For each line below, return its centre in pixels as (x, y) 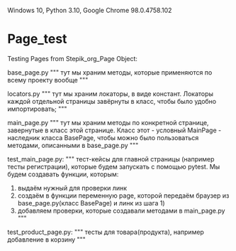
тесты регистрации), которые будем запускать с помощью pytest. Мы (114, 166)
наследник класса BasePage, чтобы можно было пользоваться (103, 137)
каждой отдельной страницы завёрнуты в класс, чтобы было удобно (112, 101)
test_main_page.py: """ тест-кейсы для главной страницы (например (111, 159)
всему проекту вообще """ (48, 80)
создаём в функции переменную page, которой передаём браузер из (123, 196)
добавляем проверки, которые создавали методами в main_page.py (121, 210)
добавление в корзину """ (47, 239)
